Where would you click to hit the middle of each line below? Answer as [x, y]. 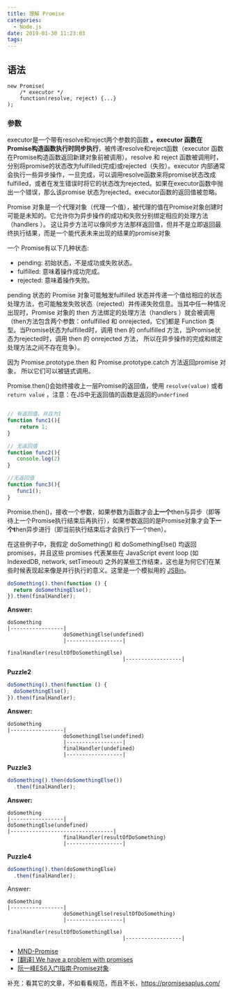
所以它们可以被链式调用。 [57, 371]
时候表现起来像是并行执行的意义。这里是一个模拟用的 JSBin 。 [101, 570]
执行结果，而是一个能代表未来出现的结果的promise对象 [92, 233]
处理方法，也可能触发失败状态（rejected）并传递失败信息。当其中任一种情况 [116, 304]
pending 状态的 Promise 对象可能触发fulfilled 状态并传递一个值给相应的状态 [115, 295]
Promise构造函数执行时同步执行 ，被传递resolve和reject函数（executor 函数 [115, 149]
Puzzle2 [19, 672]
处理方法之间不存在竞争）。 [45, 348]
